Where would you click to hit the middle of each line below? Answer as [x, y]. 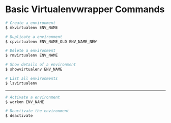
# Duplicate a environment [34, 37]
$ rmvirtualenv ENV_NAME [32, 55]
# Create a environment [31, 23]
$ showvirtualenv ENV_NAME [34, 70]
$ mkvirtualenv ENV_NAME [32, 27]
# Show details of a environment [41, 65]
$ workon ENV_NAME [25, 102]
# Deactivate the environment [37, 111]
